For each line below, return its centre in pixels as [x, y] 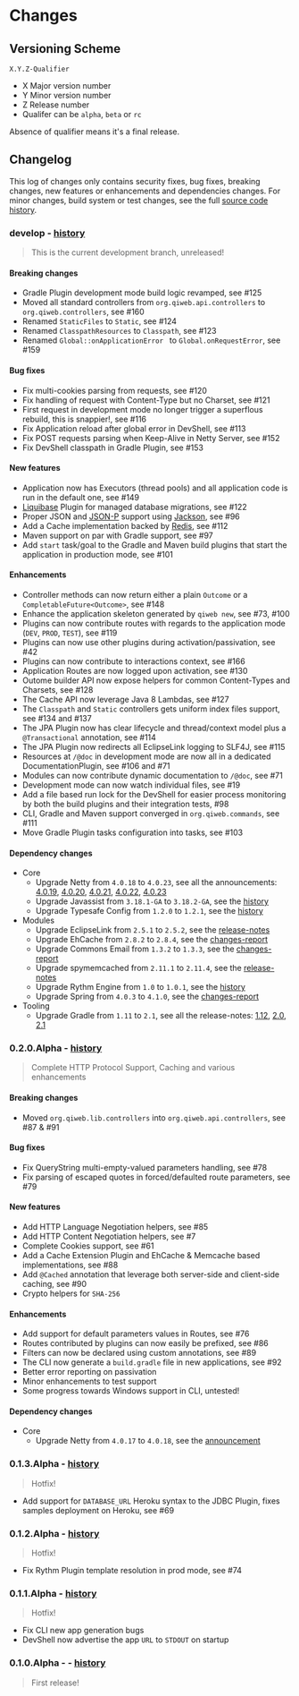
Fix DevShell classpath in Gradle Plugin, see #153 [112, 447]
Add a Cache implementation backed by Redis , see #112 [125, 525]
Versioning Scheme [65, 49]
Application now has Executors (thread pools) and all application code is [155, 488]
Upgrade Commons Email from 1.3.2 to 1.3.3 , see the [135, 949]
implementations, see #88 [70, 1265]
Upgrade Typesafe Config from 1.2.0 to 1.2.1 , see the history [149, 911]
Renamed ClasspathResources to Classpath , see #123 [119, 331]
